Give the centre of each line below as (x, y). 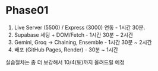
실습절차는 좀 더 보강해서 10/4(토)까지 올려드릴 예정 (65, 62)
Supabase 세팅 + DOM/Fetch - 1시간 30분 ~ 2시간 (74, 35)
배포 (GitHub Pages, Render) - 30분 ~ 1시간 (66, 49)
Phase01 (27, 10)
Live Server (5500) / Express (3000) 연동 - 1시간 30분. (80, 27)
